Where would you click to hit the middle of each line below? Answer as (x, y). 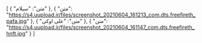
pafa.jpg (17, 21)
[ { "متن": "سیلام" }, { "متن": (39, 9)
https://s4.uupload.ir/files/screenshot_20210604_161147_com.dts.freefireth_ (102, 27)
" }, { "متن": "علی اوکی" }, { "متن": (67, 21)
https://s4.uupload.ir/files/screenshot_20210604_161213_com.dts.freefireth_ (102, 15)
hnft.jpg (16, 34)
